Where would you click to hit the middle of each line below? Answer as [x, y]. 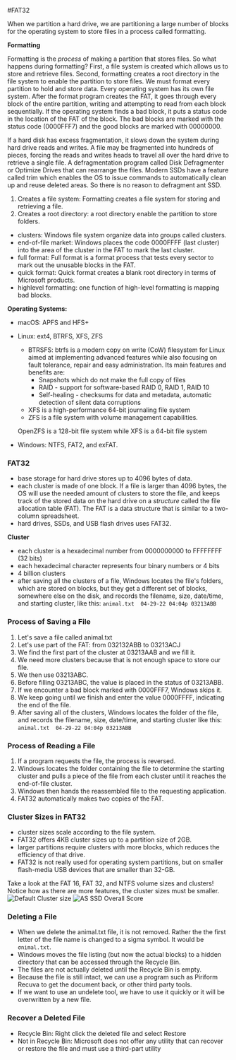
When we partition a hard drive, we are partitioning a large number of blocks [118, 24]
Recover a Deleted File [46, 1018]
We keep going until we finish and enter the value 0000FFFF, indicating [121, 697]
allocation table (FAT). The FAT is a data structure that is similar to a [115, 509]
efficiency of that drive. [51, 855]
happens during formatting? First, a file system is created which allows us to [118, 66]
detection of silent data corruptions [89, 402]
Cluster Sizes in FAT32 [47, 817]
